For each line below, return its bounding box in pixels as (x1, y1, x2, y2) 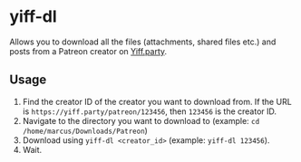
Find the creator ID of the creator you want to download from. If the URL (22, 96, 292, 107)
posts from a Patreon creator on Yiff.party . (9, 45, 168, 56)
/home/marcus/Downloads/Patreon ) (22, 125, 148, 136)
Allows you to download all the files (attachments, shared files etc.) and (9, 36, 277, 47)
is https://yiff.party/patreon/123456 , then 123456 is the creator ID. (22, 106, 277, 117)
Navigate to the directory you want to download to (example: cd (22, 115, 260, 126)
